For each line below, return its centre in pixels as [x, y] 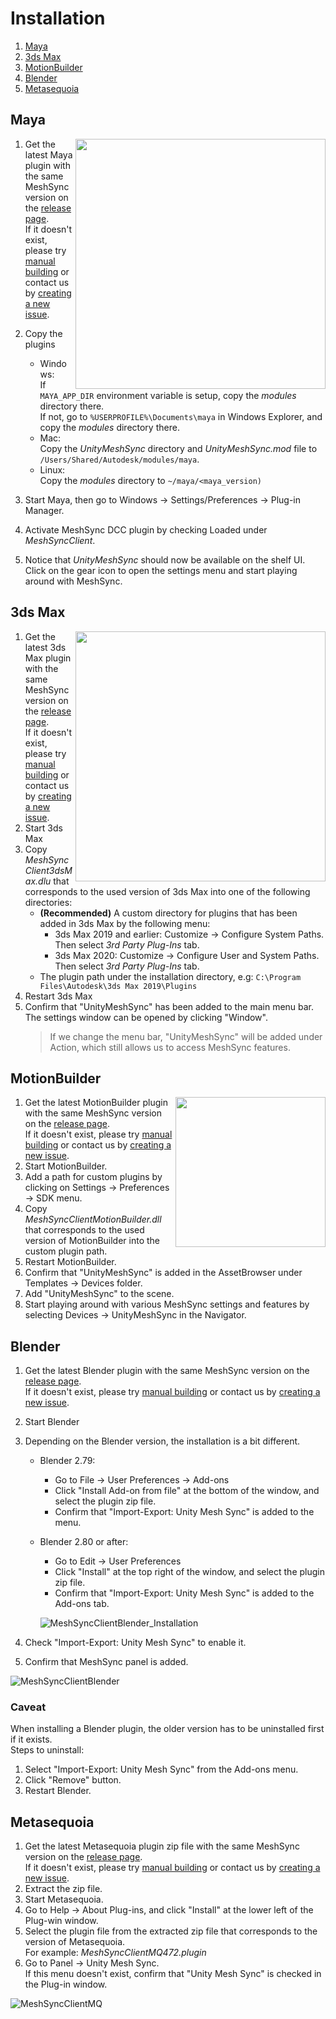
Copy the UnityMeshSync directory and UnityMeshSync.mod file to [178, 448]
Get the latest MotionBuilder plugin [96, 1103]
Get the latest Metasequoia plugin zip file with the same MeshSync [162, 1846]
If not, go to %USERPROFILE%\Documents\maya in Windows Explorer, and [181, 416]
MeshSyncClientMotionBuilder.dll [93, 1219]
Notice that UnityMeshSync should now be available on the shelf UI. [165, 559]
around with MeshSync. [73, 581]
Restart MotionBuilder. [70, 1262]
